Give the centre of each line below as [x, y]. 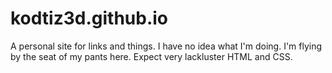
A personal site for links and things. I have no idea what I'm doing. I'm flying [166, 46]
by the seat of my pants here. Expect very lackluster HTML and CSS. [151, 56]
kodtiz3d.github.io [89, 18]
